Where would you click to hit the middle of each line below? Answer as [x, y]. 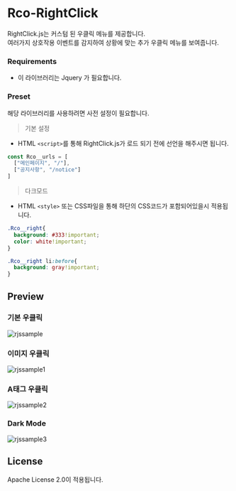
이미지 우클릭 [28, 353]
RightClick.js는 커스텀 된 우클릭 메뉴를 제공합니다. [77, 33]
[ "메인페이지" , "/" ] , [42, 163]
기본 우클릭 [25, 318]
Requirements [32, 61]
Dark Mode [27, 423]
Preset [19, 97]
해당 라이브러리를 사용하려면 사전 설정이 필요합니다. [78, 113]
